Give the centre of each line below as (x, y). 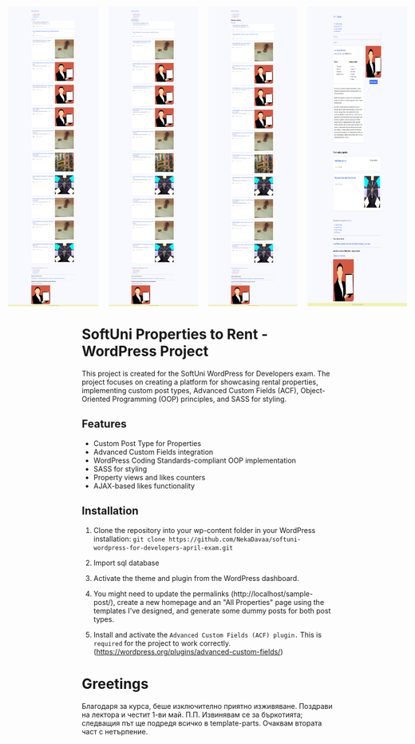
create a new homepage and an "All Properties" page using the (221, 602)
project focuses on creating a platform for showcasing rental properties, (200, 382)
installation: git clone (129, 539)
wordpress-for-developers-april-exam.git (163, 548)
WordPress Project (145, 351)
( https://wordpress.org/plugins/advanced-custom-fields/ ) (188, 651)
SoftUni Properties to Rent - (175, 334)
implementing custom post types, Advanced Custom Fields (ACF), (190, 390)
